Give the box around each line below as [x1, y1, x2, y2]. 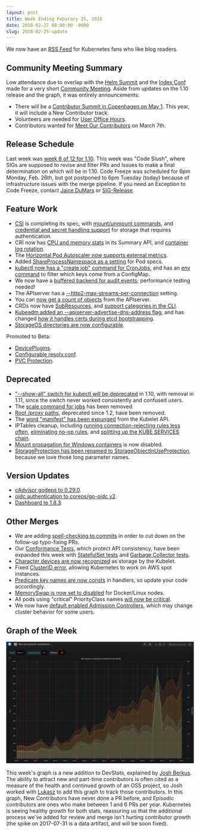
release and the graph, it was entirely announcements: [6, 91, 140, 98]
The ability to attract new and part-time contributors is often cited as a [6, 776, 179, 783]
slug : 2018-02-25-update [6, 29, 68, 35]
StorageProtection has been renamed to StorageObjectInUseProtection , [14, 447, 191, 454]
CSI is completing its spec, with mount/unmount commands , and [14, 219, 174, 227]
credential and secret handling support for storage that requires [14, 226, 171, 233]
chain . [14, 434, 30, 441]
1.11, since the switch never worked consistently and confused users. [14, 397, 183, 404]
